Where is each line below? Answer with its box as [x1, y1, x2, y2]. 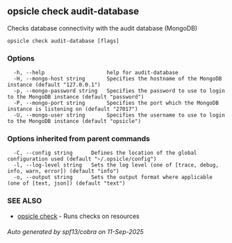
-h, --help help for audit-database [13, 69, 179, 76]
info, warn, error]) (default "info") [7, 168, 119, 175]
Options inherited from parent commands [7, 134, 151, 144]
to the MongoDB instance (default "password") [7, 94, 144, 101]
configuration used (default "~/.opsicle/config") [7, 156, 157, 162]
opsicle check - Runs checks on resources [17, 212, 140, 220]
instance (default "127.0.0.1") [7, 81, 101, 89]
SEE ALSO [7, 196, 42, 206]
